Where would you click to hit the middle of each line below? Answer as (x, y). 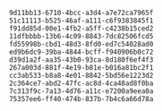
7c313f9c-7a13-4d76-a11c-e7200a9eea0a (81, 91)
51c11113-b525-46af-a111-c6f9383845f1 (81, 21)
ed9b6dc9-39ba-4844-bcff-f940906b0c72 (81, 52)
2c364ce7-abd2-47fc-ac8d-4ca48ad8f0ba (81, 83)
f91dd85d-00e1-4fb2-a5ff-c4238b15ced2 (81, 29)
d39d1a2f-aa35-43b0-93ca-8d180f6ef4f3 (81, 60)
